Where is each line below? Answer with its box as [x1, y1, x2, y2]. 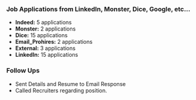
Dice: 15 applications [15, 32, 68, 39]
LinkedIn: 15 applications [15, 51, 79, 59]
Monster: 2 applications [15, 25, 76, 32]
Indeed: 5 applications [15, 19, 72, 26]
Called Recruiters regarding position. [15, 87, 108, 94]
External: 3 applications [15, 45, 76, 52]
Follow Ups [6, 66, 40, 75]
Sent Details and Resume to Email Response [15, 80, 126, 87]
